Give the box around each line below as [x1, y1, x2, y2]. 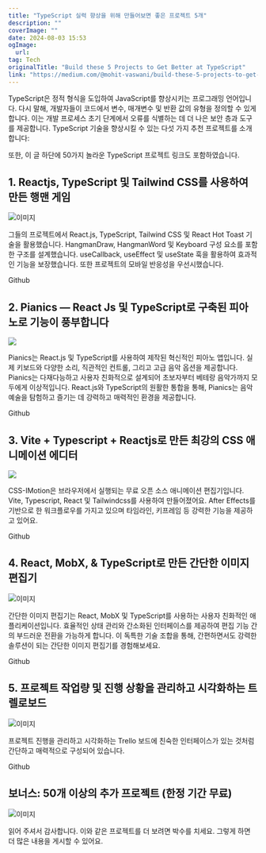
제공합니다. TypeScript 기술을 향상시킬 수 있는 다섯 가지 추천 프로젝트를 [16, 123, 237, 133]
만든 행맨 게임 [8, 191, 71, 204]
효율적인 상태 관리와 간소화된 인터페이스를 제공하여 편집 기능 [63, 620, 249, 630]
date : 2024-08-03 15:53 [8, 33, 87, 42]
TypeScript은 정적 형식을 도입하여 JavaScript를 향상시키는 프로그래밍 [8, 93, 225, 103]
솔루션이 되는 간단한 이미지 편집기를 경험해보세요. [8, 640, 161, 650]
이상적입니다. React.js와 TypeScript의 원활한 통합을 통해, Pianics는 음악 [28, 383, 253, 392]
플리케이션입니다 [8, 620, 60, 630]
